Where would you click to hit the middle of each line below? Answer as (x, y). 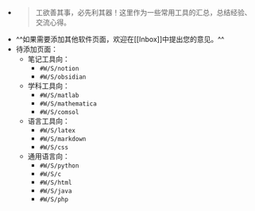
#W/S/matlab (59, 95)
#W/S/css (54, 148)
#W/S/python (59, 166)
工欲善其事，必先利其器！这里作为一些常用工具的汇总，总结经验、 (143, 12)
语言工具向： (48, 121)
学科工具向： (48, 86)
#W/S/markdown (63, 139)
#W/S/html (56, 182)
